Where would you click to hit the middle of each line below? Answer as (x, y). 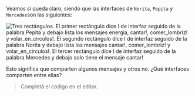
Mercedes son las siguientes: (39, 15)
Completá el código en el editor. (59, 87)
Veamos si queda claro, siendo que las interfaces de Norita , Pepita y (90, 9)
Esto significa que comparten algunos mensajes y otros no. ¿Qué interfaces (98, 69)
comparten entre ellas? (34, 75)
